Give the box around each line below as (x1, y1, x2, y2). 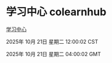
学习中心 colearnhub (6, 5, 107, 19)
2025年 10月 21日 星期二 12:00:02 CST (6, 38, 99, 45)
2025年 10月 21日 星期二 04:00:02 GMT (6, 50, 101, 57)
